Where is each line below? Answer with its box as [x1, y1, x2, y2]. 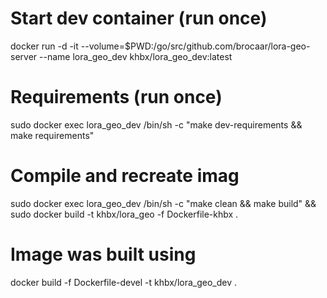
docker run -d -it [10, 40, 79, 52]
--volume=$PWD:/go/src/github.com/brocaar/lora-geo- [80, 40, 311, 52]
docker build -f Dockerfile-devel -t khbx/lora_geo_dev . [10, 276, 238, 288]
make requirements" [10, 129, 95, 141]
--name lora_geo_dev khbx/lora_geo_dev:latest [39, 50, 233, 62]
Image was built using [10, 243, 197, 266]
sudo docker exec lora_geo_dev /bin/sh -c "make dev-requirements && [10, 118, 303, 131]
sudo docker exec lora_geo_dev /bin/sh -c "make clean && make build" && [10, 197, 317, 209]
